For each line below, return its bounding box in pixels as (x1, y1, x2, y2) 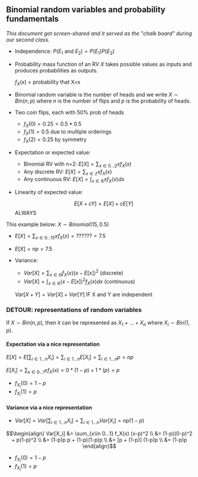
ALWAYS (14, 209, 37, 217)
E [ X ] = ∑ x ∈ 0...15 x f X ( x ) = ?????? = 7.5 (14, 233, 106, 241)
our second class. (6, 36, 50, 43)
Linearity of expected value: (14, 189, 83, 196)
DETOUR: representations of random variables (6, 306, 142, 314)
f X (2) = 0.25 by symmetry (23, 136, 87, 144)
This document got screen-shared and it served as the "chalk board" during (6, 30, 192, 37)
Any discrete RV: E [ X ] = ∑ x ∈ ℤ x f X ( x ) (23, 168, 112, 177)
